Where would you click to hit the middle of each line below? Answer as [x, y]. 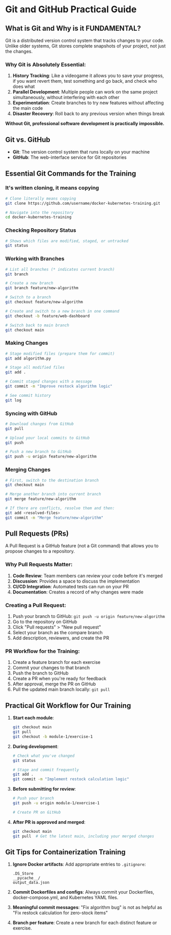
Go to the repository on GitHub [45, 622]
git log [13, 400]
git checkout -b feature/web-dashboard [48, 316]
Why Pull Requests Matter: [39, 564]
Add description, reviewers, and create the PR [61, 638]
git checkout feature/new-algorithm [44, 302]
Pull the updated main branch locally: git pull [61, 689]
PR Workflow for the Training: [42, 651]
